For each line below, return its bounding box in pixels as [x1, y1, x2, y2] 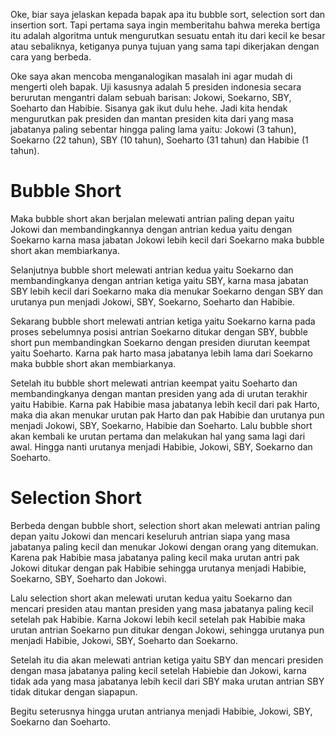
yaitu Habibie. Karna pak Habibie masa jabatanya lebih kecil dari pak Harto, [10, 398, 320, 410]
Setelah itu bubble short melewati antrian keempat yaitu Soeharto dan [10, 377, 298, 389]
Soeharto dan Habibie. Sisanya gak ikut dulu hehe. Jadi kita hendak [10, 102, 288, 114]
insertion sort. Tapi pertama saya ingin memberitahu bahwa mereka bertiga [10, 19, 321, 31]
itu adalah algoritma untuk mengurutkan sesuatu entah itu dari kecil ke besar [10, 30, 326, 41]
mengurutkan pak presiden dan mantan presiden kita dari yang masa [10, 113, 294, 124]
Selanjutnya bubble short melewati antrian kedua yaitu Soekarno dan [10, 264, 294, 276]
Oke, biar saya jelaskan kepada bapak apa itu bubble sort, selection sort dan [10, 9, 326, 20]
